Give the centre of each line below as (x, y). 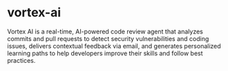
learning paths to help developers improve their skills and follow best (105, 53)
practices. (21, 60)
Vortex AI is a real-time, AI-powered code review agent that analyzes (105, 31)
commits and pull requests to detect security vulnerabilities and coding (108, 38)
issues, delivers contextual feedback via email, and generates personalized (114, 46)
